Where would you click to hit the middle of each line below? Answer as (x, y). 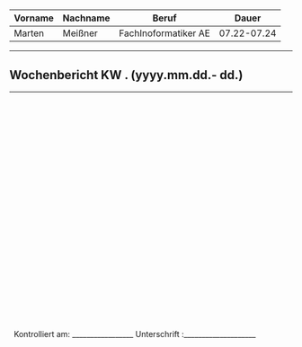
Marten (29, 33)
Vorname (34, 18)
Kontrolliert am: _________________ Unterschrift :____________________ (134, 334)
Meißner (80, 33)
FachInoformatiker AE (165, 33)
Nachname (86, 18)
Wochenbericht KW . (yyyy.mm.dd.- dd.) (126, 75)
